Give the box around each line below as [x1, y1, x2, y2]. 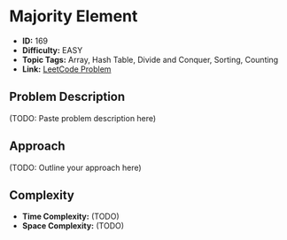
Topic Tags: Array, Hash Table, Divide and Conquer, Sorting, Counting [21, 54, 279, 65]
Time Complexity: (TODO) [21, 211, 120, 222]
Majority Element [9, 6, 138, 27]
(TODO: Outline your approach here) [9, 162, 142, 173]
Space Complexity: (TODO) [21, 221, 125, 231]
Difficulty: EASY [21, 44, 83, 55]
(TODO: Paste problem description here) [9, 112, 157, 123]
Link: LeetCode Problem [21, 64, 112, 74]
